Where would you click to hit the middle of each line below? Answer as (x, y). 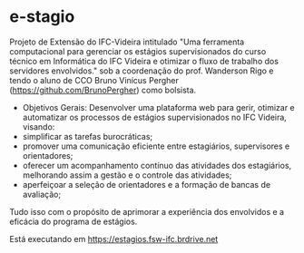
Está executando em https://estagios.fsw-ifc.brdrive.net (114, 238)
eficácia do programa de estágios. (74, 221)
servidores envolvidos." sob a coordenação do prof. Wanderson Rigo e (142, 71)
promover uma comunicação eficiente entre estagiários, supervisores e (156, 146)
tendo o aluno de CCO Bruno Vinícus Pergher (94, 80)
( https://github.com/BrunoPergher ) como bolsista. (103, 90)
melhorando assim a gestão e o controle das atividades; (127, 175)
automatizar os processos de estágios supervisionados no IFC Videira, (155, 117)
